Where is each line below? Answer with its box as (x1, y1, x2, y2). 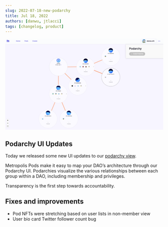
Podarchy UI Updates (5, 139, 73, 148)
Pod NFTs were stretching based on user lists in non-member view (12, 210, 150, 216)
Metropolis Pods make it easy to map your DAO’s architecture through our (5, 162, 157, 168)
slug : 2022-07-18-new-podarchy (5, 8, 71, 13)
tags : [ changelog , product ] (5, 24, 64, 29)
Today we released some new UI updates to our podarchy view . (5, 152, 137, 158)
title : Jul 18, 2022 (5, 13, 49, 18)
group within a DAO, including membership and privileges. (5, 173, 125, 179)
